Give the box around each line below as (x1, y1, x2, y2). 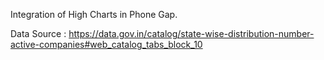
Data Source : (10, 28, 67, 39)
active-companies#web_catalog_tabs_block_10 (10, 39, 203, 50)
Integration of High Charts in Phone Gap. (10, 9, 178, 20)
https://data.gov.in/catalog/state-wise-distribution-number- (68, 28, 315, 39)
